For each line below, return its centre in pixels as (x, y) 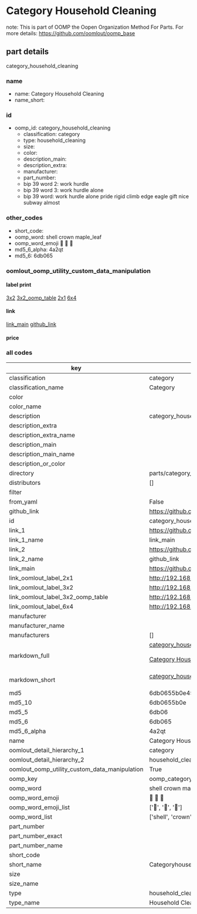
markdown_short (32, 679)
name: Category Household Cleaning (59, 94)
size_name (24, 884)
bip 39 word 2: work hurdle (56, 184)
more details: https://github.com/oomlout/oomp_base (71, 33)
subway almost (42, 203)
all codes (19, 353)
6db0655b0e (168, 702)
